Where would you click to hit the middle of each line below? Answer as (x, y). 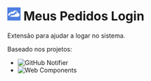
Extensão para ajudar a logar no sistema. (66, 36)
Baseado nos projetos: (40, 49)
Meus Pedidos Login (84, 16)
